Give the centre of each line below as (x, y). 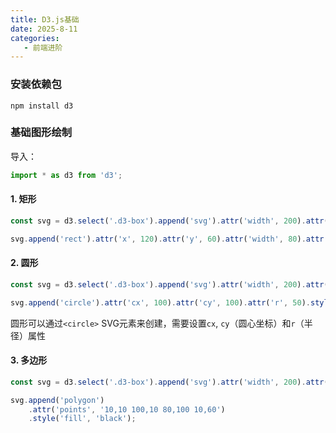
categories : (35, 38)
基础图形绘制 (41, 133)
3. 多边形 (29, 360)
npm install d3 (42, 106)
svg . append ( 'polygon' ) (57, 400)
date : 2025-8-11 (44, 29)
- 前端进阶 (43, 47)
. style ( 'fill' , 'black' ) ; (82, 419)
